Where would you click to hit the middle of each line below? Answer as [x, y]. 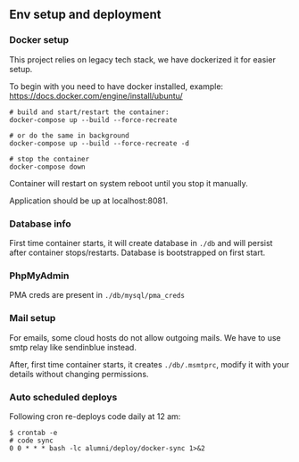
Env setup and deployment [86, 15]
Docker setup [39, 40]
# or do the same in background [69, 136]
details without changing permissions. [79, 374]
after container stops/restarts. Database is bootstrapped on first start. [137, 252]
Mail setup [33, 318]
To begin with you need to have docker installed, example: [116, 86]
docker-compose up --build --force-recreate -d [100, 143]
